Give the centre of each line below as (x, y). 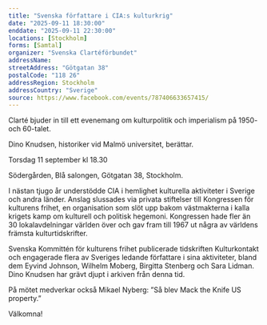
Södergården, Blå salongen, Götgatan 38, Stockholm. (96, 175)
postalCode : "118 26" (44, 75)
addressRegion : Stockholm (51, 82)
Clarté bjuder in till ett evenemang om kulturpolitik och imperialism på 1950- (133, 120)
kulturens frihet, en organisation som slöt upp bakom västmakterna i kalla (129, 208)
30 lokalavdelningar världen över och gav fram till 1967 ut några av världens (133, 225)
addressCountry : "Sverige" (53, 90)
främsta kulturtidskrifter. (48, 234)
